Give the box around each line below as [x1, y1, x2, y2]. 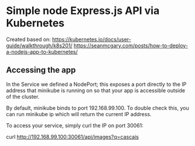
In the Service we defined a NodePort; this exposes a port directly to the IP [6, 81, 187, 88]
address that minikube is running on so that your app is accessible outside [6, 86, 186, 94]
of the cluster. [6, 93, 40, 100]
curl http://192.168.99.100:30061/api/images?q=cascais [6, 133, 139, 140]
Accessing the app [6, 65, 76, 75]
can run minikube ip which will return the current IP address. [6, 110, 152, 117]
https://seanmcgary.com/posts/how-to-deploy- [73, 42, 189, 49]
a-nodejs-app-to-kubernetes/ [6, 48, 78, 55]
